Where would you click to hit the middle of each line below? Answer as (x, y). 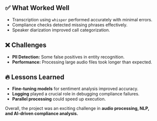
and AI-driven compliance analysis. (42, 114)
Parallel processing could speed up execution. (59, 99)
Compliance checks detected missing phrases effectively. (70, 25)
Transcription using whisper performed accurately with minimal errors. (82, 19)
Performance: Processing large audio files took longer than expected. (82, 62)
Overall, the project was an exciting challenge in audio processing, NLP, (77, 108)
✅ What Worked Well (37, 8)
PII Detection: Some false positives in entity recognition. (68, 57)
